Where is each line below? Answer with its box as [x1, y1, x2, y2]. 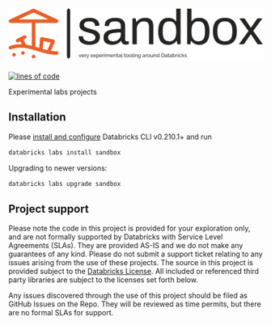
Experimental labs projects [8, 87, 97, 96]
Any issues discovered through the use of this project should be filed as [8, 291, 248, 301]
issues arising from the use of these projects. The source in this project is [8, 258, 253, 268]
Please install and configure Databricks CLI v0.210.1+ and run [8, 132, 213, 141]
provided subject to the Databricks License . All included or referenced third [8, 267, 260, 276]
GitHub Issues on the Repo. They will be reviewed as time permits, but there [8, 299, 261, 309]
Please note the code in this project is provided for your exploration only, [8, 223, 251, 234]
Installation [8, 110, 66, 125]
